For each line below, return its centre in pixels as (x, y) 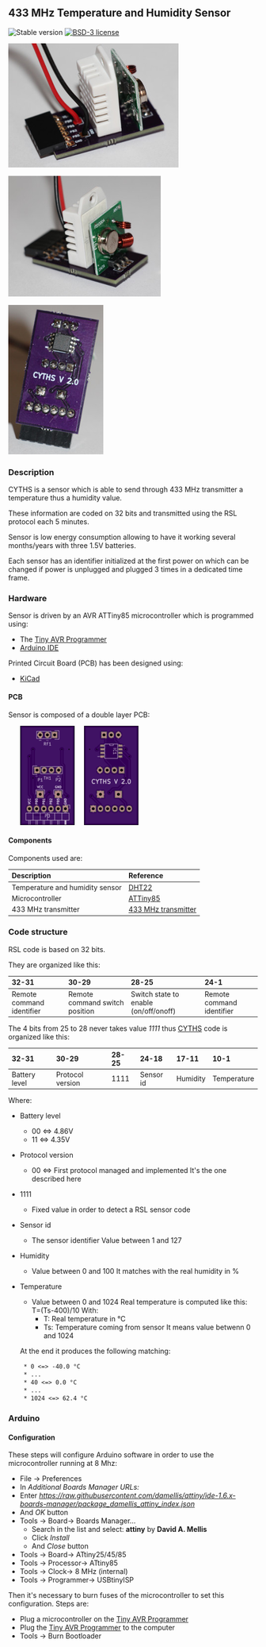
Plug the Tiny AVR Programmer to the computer (97, 1628)
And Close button (60, 1546)
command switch (96, 1002)
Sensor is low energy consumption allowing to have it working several (122, 537)
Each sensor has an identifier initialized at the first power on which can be (129, 561)
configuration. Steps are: (49, 1604)
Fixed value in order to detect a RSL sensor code (111, 1209)
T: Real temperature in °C (84, 1319)
